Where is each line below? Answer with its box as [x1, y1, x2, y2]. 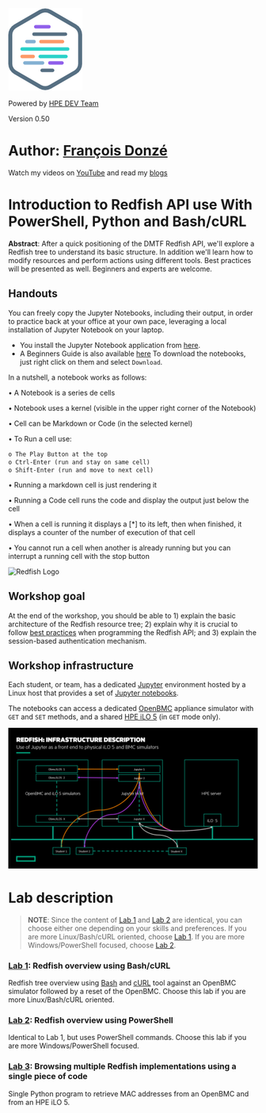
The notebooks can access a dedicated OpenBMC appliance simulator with [8, 704, 254, 713]
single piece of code [8, 1071, 89, 1082]
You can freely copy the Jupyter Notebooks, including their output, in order [8, 308, 253, 317]
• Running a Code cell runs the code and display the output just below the [8, 495, 249, 505]
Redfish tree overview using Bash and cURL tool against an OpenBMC [8, 978, 237, 988]
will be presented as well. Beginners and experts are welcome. [8, 264, 212, 273]
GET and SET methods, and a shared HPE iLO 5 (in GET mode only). [8, 712, 221, 721]
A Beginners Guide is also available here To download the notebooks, [19, 349, 246, 358]
